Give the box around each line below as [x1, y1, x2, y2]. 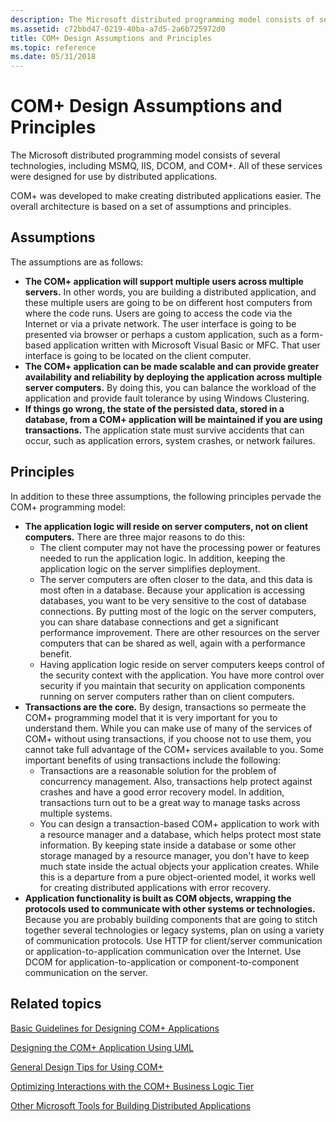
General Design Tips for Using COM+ [10, 1061, 164, 1073]
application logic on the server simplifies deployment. [39, 562, 261, 575]
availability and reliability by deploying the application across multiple [24, 371, 323, 383]
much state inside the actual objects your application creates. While [39, 860, 320, 872]
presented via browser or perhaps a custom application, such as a [24, 328, 298, 340]
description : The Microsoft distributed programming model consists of [10, 14, 315, 25]
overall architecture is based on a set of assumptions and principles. [10, 201, 292, 213]
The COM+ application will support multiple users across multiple [24, 275, 304, 287]
